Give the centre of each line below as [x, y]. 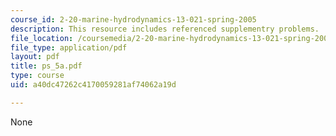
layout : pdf [35, 57]
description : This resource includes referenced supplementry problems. [165, 29]
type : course [37, 76]
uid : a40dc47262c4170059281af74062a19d [93, 85]
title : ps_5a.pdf [46, 66]
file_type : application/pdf [69, 47]
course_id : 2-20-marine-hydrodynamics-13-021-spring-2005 [133, 19]
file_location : [42, 38]
